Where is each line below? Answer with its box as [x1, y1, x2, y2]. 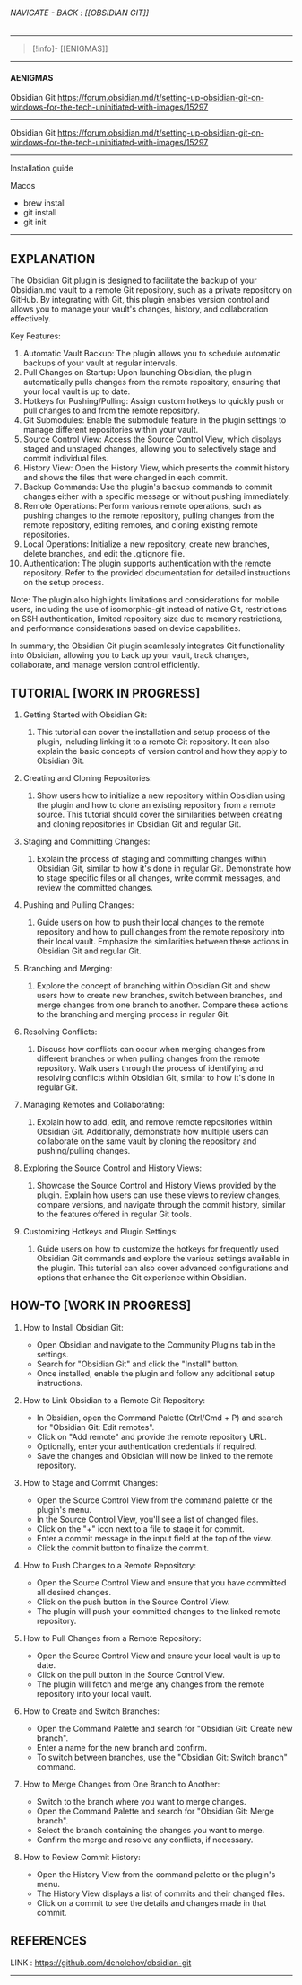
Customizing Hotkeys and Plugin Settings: [22, 1226, 178, 1237]
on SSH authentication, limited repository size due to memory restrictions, [10, 613, 283, 624]
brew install [22, 198, 66, 208]
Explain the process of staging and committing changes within [36, 854, 267, 865]
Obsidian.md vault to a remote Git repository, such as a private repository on [10, 285, 293, 295]
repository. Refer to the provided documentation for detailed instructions [22, 567, 291, 578]
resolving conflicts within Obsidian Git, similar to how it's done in [36, 1073, 276, 1084]
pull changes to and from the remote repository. [22, 405, 201, 417]
